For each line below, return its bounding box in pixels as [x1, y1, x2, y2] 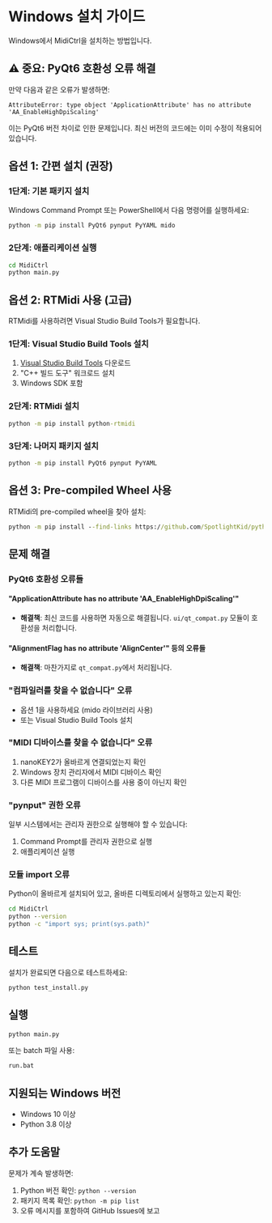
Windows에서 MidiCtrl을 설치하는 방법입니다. [8, 36, 152, 45]
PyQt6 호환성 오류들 [8, 573, 83, 584]
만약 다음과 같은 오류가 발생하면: [8, 84, 111, 94]
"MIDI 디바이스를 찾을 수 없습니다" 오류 [8, 737, 153, 749]
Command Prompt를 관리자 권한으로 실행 [19, 837, 152, 847]
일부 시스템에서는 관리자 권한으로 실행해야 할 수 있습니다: [8, 819, 188, 830]
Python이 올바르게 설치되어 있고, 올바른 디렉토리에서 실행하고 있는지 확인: [8, 889, 241, 898]
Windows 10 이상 [19, 1110, 76, 1119]
